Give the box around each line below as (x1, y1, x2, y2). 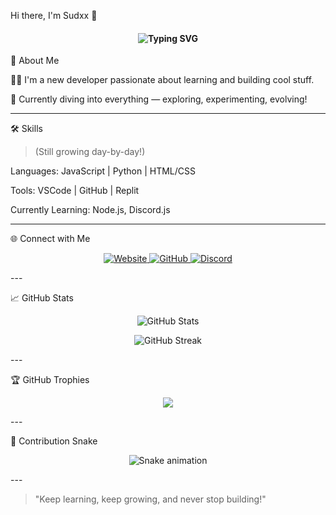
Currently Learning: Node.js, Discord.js (10, 204, 171, 216)
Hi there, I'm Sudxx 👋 (10, 10, 98, 21)
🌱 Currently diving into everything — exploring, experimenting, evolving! (10, 93, 308, 105)
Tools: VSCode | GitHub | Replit (10, 185, 140, 197)
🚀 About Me (10, 55, 60, 67)
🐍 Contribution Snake (10, 435, 98, 447)
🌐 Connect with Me (10, 233, 91, 245)
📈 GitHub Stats (10, 292, 74, 304)
